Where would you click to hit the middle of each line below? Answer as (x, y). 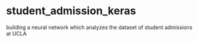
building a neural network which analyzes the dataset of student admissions (99, 27)
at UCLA (16, 33)
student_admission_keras (71, 11)
